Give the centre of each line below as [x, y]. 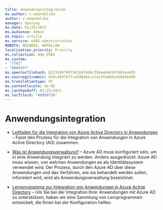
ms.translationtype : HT [29, 81]
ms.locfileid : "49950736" [31, 95]
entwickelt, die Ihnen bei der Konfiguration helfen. [62, 202]
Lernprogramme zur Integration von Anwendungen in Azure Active [79, 187]
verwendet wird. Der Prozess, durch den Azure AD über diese [74, 167]
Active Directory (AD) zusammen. [46, 143]
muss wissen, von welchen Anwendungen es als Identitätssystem [78, 162]
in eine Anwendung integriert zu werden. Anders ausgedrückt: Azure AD [84, 157]
